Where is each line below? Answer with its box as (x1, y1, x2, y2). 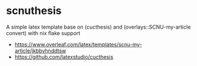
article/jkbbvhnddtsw (14, 47, 66, 54)
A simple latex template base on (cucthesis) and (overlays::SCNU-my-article (6, 23, 191, 30)
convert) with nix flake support (6, 29, 81, 36)
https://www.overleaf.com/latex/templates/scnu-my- (14, 41, 142, 48)
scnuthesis (6, 4, 62, 18)
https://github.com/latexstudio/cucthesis (14, 53, 113, 60)
